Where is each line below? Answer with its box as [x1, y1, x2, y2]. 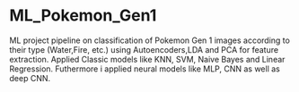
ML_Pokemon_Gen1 [9, 5, 157, 26]
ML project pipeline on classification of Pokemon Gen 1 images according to [9, 35, 290, 46]
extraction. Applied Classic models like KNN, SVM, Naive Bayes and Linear [9, 54, 286, 64]
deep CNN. [9, 72, 51, 83]
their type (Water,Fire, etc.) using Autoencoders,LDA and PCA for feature [9, 44, 279, 54]
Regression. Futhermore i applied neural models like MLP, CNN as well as [9, 63, 280, 74]
